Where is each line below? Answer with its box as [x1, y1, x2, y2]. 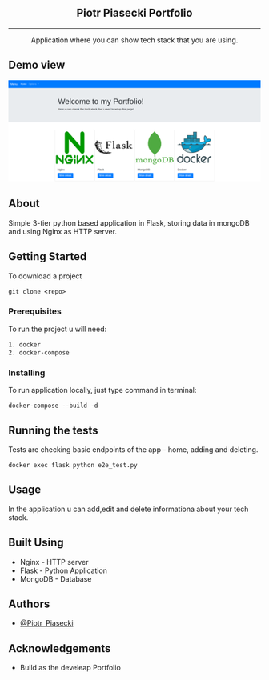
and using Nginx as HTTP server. [8, 226, 118, 236]
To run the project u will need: [8, 324, 107, 334]
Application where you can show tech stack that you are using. [30, 35, 239, 45]
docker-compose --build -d [8, 402, 98, 410]
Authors [8, 597, 50, 610]
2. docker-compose [8, 348, 70, 357]
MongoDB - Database [19, 574, 92, 583]
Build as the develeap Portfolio [19, 663, 122, 673]
